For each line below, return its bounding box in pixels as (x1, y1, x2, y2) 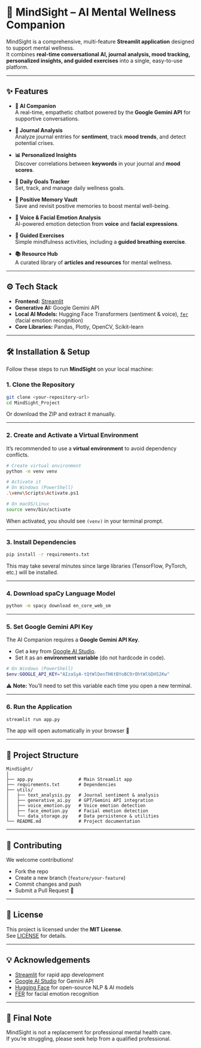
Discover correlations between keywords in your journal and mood (14, 160, 181, 167)
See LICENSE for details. (6, 932, 67, 939)
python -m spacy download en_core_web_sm (6, 603, 111, 609)
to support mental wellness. (6, 44, 75, 52)
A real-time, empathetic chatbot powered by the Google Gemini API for (14, 108, 191, 116)
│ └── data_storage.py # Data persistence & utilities (6, 813, 160, 819)
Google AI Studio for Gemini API (14, 977, 94, 985)
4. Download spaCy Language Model (6, 589, 115, 598)
